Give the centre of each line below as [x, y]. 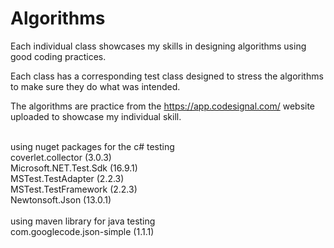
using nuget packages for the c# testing [92, 146]
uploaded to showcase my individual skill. [96, 116]
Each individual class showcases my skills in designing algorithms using [158, 46]
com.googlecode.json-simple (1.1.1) [82, 231]
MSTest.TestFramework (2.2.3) [74, 189]
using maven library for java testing [83, 221]
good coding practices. [58, 56]
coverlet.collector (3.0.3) [61, 157]
